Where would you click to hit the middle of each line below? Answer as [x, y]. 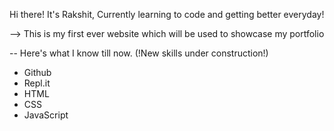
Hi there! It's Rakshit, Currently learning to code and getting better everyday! [167, 14]
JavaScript [46, 115]
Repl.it [37, 83]
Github [37, 72]
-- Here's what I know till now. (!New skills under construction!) [139, 53]
